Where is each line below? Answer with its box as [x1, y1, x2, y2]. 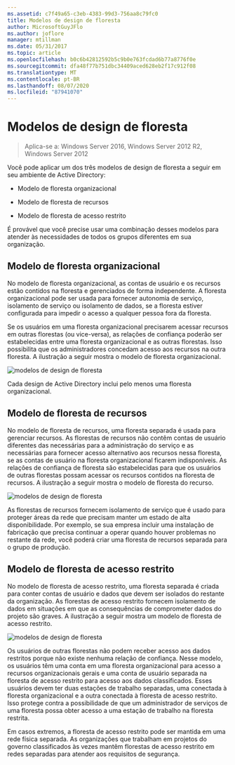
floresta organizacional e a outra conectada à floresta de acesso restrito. [7, 691, 217, 700]
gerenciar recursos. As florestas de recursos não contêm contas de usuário [7, 433, 226, 442]
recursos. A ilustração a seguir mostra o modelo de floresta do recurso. [7, 478, 214, 487]
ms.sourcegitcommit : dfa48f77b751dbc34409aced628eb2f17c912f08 [7, 63, 196, 70]
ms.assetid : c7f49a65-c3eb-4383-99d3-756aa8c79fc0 [7, 10, 159, 18]
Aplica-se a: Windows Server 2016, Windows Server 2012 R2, [24, 142, 203, 151]
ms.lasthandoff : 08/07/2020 [7, 82, 90, 89]
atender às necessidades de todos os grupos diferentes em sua [7, 233, 192, 241]
